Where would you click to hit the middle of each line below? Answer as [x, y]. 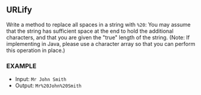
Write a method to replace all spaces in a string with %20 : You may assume [98, 24]
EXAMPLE [21, 66]
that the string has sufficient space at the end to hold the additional [90, 31]
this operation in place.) [36, 50]
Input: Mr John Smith [41, 79]
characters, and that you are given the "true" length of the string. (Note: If [98, 37]
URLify [19, 10]
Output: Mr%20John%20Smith [48, 86]
